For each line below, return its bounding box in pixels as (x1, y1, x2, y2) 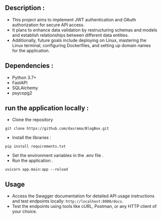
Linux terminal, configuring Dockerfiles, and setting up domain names (12, 42, 151, 48)
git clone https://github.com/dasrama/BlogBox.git (5, 126, 109, 131)
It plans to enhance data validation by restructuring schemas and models (12, 27, 158, 33)
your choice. (12, 208, 37, 215)
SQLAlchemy (12, 85, 38, 91)
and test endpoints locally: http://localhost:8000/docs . (12, 198, 124, 204)
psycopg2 (12, 90, 32, 96)
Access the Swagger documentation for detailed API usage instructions (12, 193, 155, 199)
